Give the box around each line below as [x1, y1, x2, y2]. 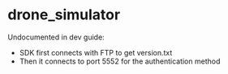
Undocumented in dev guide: [7, 32, 105, 42]
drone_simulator [7, 6, 121, 24]
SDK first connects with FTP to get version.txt [19, 47, 173, 57]
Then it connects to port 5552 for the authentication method [19, 56, 221, 66]
